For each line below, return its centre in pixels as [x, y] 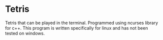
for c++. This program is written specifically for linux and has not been [77, 28]
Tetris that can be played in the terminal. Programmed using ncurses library [82, 23]
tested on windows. [25, 33]
